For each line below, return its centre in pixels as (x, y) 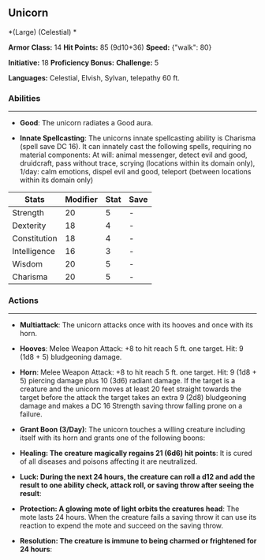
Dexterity (29, 226)
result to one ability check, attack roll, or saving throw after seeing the (137, 485)
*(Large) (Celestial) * (43, 32)
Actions (24, 301)
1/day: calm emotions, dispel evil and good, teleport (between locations (135, 172)
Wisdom (28, 264)
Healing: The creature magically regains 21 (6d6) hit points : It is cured (136, 454)
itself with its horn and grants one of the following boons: (112, 438)
